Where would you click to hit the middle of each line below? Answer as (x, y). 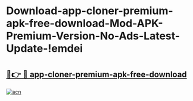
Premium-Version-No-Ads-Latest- (93, 36)
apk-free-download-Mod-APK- (85, 23)
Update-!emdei (45, 49)
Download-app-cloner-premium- (90, 11)
